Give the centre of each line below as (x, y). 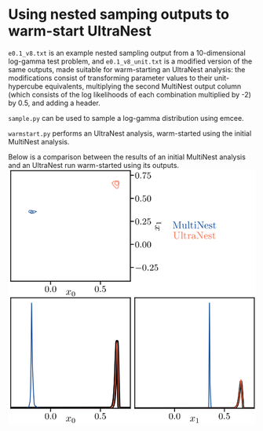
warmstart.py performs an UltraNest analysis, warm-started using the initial (130, 133)
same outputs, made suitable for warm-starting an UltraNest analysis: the (127, 69)
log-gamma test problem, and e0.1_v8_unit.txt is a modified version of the (130, 61)
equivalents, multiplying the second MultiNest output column (143, 86)
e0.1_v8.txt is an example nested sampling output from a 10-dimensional (127, 53)
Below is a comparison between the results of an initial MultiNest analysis (127, 157)
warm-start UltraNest (80, 31)
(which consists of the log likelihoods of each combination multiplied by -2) (130, 94)
